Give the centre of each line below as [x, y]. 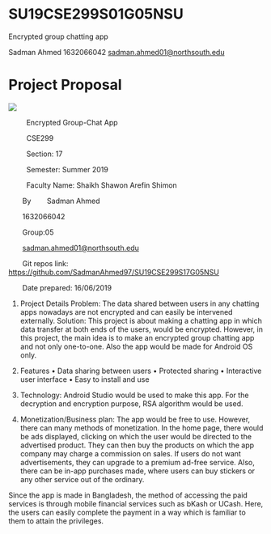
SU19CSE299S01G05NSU [96, 14]
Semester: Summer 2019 [68, 169]
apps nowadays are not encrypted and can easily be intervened [126, 311]
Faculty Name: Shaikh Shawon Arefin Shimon [102, 185]
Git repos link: [45, 263]
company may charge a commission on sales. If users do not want [130, 453]
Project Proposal [66, 85]
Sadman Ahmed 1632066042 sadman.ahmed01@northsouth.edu [116, 52]
